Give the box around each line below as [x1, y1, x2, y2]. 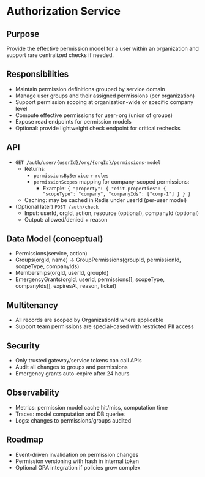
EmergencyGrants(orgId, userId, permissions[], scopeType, [15, 276, 165, 283]
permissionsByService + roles [33, 171, 109, 179]
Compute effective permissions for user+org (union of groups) [15, 111, 173, 119]
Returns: [24, 165, 46, 172]
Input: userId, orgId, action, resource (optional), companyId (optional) [24, 209, 199, 217]
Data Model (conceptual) [6, 234, 103, 244]
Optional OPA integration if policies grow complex [15, 464, 141, 471]
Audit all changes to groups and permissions [15, 363, 128, 371]
